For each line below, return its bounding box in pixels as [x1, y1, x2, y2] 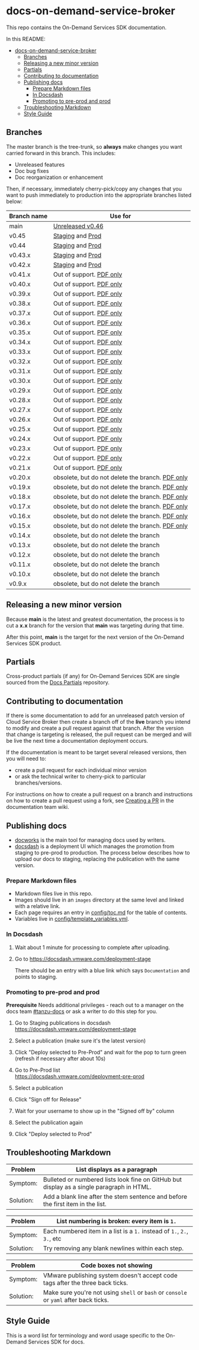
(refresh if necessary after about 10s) [14, 1054, 106, 1062]
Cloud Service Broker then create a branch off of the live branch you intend [6, 718, 191, 726]
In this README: [6, 35, 46, 42]
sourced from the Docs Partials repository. [6, 679, 110, 686]
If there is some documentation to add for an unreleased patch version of [6, 712, 185, 719]
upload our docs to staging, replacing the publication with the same [14, 855, 179, 862]
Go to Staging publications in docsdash [14, 1019, 111, 1026]
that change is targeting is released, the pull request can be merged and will [6, 731, 192, 738]
